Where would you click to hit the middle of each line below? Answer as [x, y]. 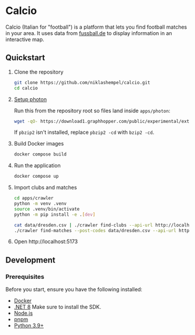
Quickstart [25, 58]
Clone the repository [39, 72]
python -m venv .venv [40, 203]
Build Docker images [39, 144]
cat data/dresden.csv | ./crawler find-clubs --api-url [83, 225]
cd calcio [26, 88]
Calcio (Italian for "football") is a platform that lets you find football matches [96, 27]
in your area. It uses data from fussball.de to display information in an [89, 33]
